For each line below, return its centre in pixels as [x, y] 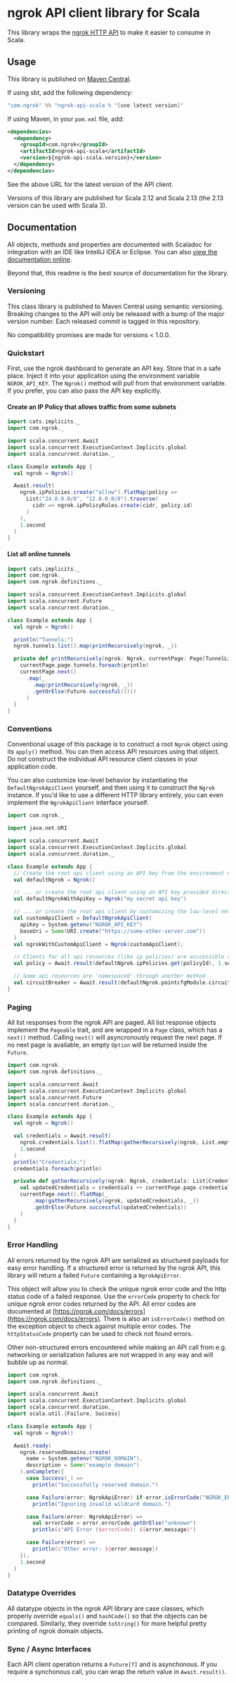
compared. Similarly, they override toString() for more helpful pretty [107, 1623]
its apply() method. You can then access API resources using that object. [113, 752]
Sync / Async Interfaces [49, 1649]
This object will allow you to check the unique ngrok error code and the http [117, 1289]
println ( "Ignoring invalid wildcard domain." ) [102, 1504]
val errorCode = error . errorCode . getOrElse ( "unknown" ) [114, 1523]
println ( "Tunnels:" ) [44, 640]
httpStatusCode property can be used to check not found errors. [100, 1333]
